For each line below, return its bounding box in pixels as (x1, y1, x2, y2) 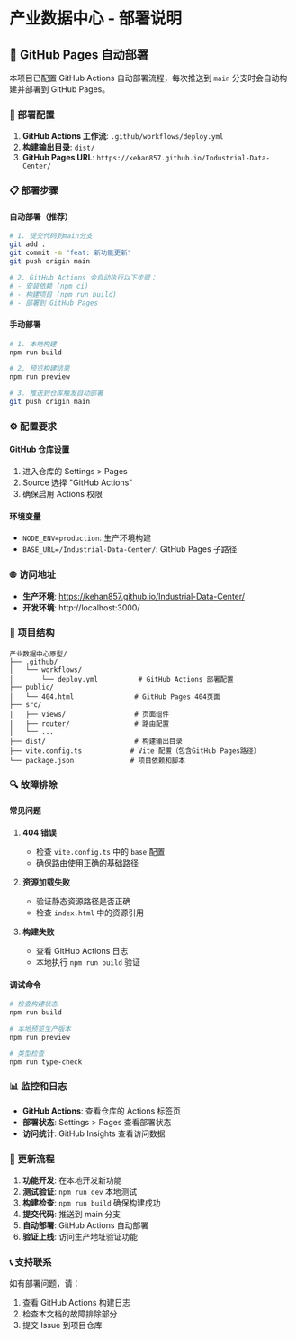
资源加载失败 (22, 876, 70, 887)
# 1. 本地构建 (9, 339, 57, 348)
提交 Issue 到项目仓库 (22, 1320, 103, 1331)
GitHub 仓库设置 (9, 444, 70, 455)
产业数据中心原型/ (9, 649, 67, 658)
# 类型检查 (9, 1049, 45, 1058)
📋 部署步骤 (9, 184, 58, 197)
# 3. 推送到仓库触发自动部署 (9, 389, 103, 398)
